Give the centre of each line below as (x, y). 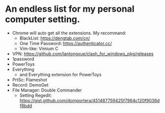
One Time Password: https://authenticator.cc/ (66, 43)
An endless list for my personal (70, 9)
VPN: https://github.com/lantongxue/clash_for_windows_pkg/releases (83, 54)
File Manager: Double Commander (47, 90)
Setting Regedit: (36, 95)
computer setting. (42, 19)
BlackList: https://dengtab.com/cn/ (55, 38)
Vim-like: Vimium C (39, 48)
